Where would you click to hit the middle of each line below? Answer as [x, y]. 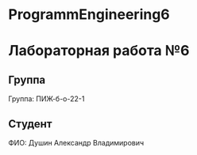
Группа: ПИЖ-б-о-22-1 [46, 99]
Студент [31, 124]
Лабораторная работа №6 [99, 51]
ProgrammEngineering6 [89, 15]
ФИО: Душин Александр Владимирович [76, 143]
